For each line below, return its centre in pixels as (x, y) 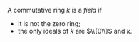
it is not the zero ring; (49, 23)
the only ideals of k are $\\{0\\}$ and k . (75, 31)
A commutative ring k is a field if (55, 10)
